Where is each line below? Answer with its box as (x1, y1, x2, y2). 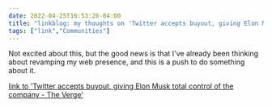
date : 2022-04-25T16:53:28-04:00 (8, 11, 121, 20)
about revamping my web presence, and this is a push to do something (8, 57, 245, 67)
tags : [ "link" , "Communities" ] (8, 27, 111, 35)
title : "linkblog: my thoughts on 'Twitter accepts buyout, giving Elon (8, 19, 259, 27)
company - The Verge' (8, 90, 83, 100)
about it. (8, 66, 36, 76)
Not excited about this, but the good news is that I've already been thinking (8, 49, 259, 59)
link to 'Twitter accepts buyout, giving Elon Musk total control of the (8, 81, 234, 91)
